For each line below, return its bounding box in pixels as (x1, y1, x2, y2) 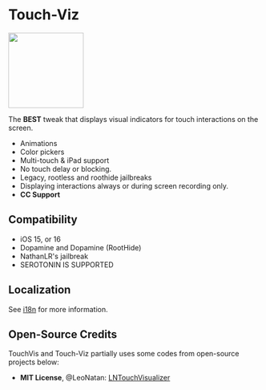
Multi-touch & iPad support (19, 155, 110, 165)
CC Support (19, 189, 61, 199)
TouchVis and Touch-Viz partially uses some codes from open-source (8, 349, 240, 359)
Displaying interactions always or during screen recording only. (19, 181, 229, 190)
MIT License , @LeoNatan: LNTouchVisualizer (19, 373, 171, 383)
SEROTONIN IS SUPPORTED (19, 259, 114, 270)
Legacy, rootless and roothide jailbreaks (19, 173, 152, 182)
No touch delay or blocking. (19, 164, 112, 173)
